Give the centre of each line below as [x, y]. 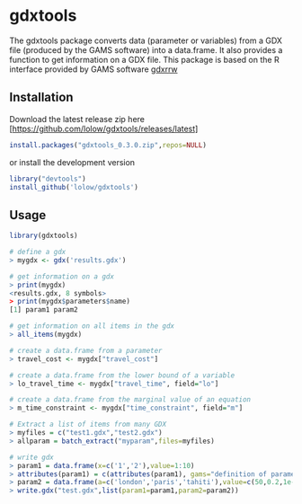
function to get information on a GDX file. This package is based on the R [145, 59]
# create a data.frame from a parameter [86, 350]
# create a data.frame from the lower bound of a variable [122, 375]
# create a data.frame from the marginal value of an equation [130, 400]
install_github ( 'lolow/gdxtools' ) [74, 187]
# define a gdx [38, 252]
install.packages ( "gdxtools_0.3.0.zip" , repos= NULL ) [108, 145]
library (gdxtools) [44, 236]
